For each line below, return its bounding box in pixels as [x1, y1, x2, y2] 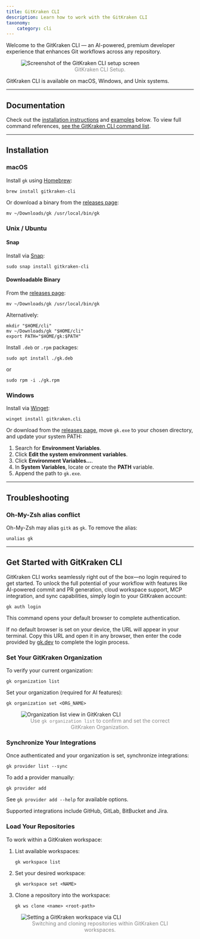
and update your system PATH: [6, 433, 82, 440]
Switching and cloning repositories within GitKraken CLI [32, 919, 168, 927]
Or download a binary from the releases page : [6, 199, 119, 206]
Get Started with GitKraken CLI [6, 557, 123, 568]
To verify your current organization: [6, 667, 93, 674]
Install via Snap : [6, 252, 45, 259]
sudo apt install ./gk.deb [6, 355, 73, 361]
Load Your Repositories [6, 822, 76, 830]
